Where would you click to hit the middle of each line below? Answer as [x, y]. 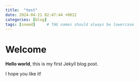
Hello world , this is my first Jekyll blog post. [52, 64]
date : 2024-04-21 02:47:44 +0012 [41, 15]
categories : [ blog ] [26, 19]
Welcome [26, 50]
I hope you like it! [23, 74]
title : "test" [22, 10]
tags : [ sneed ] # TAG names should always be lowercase [70, 24]
